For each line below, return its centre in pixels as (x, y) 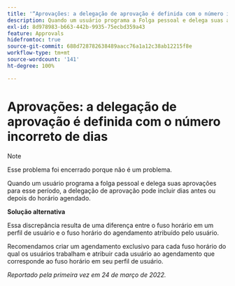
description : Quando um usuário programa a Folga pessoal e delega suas (115, 20)
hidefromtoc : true (34, 40)
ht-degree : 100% (31, 66)
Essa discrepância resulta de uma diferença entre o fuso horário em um (111, 225)
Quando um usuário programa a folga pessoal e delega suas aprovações (112, 183)
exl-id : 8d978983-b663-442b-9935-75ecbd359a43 (76, 27)
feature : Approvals (36, 33)
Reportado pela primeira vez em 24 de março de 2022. (87, 275)
